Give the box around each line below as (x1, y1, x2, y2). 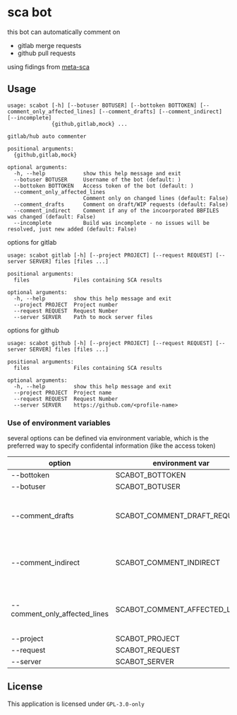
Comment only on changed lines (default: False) (83, 194, 229, 202)
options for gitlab (7, 238, 57, 246)
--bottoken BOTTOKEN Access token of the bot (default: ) (13, 182, 194, 190)
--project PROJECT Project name (13, 389, 112, 396)
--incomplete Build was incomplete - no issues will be (13, 219, 210, 226)
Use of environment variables (7, 418, 111, 428)
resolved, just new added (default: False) (7, 226, 138, 233)
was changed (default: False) (7, 213, 97, 220)
